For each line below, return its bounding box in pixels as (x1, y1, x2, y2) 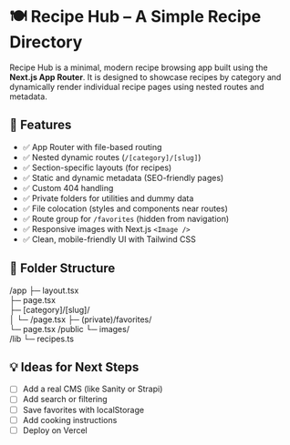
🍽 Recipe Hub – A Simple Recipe (9, 6, 262, 27)
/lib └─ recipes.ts (9, 333, 75, 344)
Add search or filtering (22, 394, 108, 405)
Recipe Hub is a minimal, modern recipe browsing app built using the (9, 62, 268, 73)
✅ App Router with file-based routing (22, 141, 162, 152)
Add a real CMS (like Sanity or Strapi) (22, 383, 163, 395)
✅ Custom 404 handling (22, 182, 114, 193)
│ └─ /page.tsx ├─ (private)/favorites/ (9, 314, 152, 325)
